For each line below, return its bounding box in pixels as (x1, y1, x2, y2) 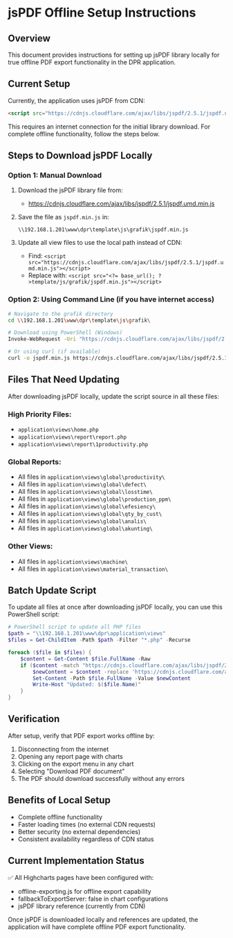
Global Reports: (8, 457, 62, 466)
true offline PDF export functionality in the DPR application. (8, 58, 176, 66)
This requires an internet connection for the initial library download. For (8, 122, 210, 131)
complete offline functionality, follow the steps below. (8, 129, 160, 138)
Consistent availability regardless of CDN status (17, 835, 154, 843)
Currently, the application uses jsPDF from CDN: (8, 96, 145, 104)
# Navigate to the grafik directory (8, 310, 113, 318)
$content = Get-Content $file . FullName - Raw (20, 655, 151, 662)
